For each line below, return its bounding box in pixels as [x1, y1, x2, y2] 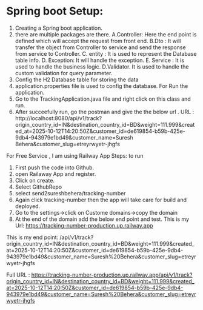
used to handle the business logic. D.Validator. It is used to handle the [15, 62, 189, 70]
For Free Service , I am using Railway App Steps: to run [6, 152, 144, 159]
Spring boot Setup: [6, 4, 104, 18]
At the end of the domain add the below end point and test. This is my [15, 215, 190, 223]
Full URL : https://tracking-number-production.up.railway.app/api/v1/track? [6, 271, 193, 278]
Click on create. [15, 177, 55, 184]
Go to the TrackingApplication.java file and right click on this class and [15, 95, 191, 103]
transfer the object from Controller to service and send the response [15, 44, 186, 51]
